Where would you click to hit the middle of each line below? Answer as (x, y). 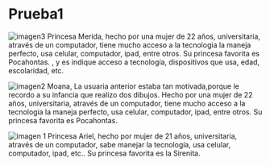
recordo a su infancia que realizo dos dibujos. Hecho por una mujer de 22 (131, 94)
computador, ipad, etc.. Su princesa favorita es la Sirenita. (104, 153)
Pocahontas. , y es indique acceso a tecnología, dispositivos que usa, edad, (134, 62)
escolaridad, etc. (36, 70)
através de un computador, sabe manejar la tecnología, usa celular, (120, 144)
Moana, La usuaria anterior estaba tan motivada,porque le (143, 86)
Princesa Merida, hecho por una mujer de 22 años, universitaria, (154, 36)
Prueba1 (36, 14)
